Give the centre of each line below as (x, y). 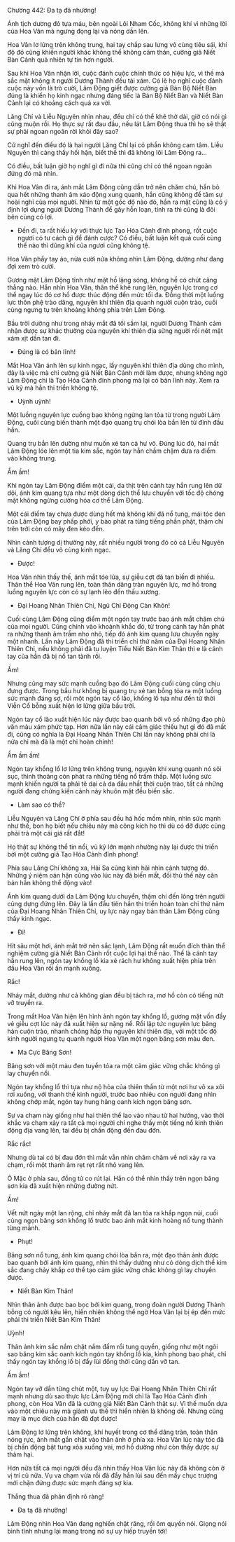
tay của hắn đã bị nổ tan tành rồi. (55, 656)
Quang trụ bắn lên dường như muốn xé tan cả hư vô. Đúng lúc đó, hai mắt (113, 443)
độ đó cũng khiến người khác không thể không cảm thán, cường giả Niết (111, 52)
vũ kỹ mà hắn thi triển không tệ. (53, 388)
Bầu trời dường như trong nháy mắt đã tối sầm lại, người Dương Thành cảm (114, 323)
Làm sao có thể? (41, 805)
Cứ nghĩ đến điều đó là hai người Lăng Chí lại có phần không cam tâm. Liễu (115, 145)
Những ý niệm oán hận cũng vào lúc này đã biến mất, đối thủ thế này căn (113, 875)
